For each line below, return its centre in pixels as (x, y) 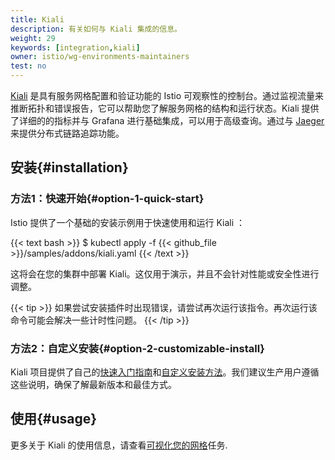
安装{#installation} (69, 167)
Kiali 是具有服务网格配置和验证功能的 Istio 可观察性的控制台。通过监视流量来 (167, 95)
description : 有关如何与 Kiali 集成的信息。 (96, 29)
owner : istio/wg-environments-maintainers (100, 57)
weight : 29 (33, 38)
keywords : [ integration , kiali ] (75, 47)
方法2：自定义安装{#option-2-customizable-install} (137, 348)
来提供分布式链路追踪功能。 (67, 133)
